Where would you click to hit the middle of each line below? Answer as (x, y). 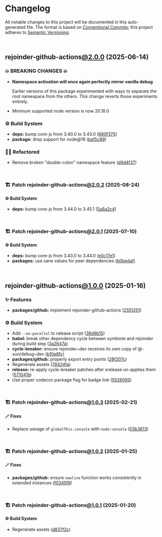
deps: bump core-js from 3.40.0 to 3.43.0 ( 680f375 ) (65, 134)
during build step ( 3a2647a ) (40, 344)
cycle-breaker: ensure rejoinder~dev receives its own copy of (74, 349)
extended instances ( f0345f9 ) (42, 482)
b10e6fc (55, 354)
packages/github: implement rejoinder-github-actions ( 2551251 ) (77, 310)
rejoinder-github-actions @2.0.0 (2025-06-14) (77, 57)
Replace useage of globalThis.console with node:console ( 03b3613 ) (80, 429)
